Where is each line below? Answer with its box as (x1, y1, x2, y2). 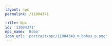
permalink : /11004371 (5, 12, 49, 16)
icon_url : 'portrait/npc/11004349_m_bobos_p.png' (5, 34, 108, 39)
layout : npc (5, 7, 29, 12)
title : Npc (5, 20, 27, 25)
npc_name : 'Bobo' (5, 30, 40, 34)
